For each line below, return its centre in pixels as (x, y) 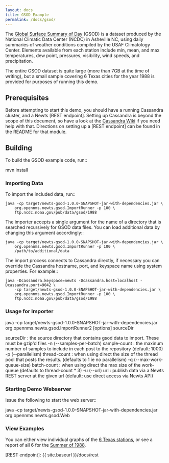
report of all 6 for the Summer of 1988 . (46, 445)
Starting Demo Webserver (38, 389)
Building (19, 148)
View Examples (25, 428)
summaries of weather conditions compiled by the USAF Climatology (78, 45)
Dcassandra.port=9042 (28, 285)
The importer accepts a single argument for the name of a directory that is (83, 222)
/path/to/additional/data (42, 251)
